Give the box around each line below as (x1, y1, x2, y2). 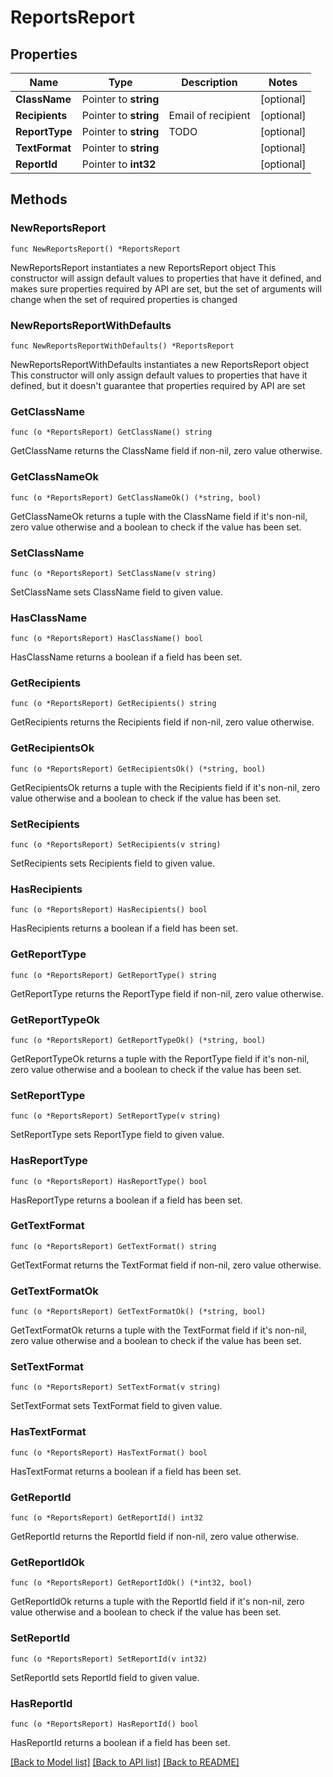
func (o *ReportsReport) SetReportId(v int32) (10, 1654, 208, 1664)
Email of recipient (168, 109, 251, 122)
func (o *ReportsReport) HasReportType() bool (10, 1176, 208, 1186)
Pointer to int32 (81, 157, 157, 171)
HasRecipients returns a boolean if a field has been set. (10, 922, 238, 935)
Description (181, 76, 238, 89)
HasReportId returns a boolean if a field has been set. (10, 1736, 231, 1748)
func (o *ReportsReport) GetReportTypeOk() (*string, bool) (10, 1035, 267, 1045)
